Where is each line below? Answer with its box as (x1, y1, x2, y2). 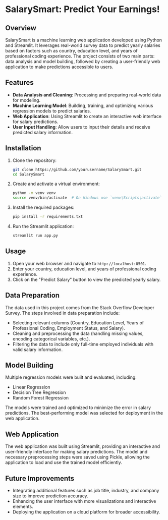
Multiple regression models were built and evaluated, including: (5, 374, 137, 380)
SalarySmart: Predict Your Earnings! (5, 4, 160, 15)
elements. (12, 503, 34, 509)
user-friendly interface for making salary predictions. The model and (5, 449, 148, 455)
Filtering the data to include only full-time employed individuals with (12, 341, 154, 347)
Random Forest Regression (12, 395, 69, 401)
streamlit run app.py (12, 233, 58, 238)
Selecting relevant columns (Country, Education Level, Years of (12, 319, 144, 326)
